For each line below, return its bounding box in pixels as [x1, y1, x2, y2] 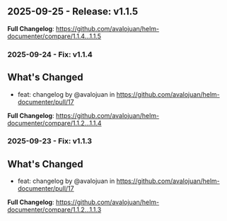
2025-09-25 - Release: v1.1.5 [7, 6, 139, 18]
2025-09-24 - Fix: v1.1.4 [7, 49, 93, 59]
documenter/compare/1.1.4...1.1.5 [7, 32, 101, 40]
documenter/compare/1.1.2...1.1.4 [7, 119, 102, 127]
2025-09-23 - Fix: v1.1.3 [7, 136, 93, 146]
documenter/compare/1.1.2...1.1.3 [7, 205, 102, 214]
